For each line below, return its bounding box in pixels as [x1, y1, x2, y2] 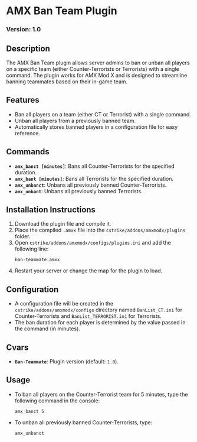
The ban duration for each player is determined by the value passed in [14, 319, 186, 326]
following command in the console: [14, 397, 100, 404]
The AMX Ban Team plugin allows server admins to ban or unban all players [6, 59, 190, 66]
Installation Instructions [6, 204, 96, 214]
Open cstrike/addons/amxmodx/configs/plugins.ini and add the [14, 239, 171, 246]
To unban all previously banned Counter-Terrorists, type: [14, 418, 153, 426]
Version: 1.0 [6, 25, 41, 34]
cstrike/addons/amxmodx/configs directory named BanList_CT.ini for [14, 306, 183, 314]
